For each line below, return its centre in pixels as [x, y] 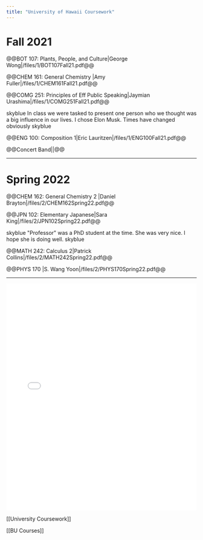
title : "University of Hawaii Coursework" [60, 12]
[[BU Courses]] [25, 530]
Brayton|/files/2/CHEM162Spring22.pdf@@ [60, 203]
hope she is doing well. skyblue [45, 239]
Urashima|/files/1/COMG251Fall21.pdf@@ [58, 101]
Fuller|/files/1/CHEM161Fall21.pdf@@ [52, 83]
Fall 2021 [29, 41]
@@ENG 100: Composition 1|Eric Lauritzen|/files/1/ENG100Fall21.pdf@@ [96, 137]
